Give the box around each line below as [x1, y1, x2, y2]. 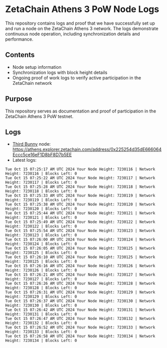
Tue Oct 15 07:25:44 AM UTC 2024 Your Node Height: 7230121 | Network [5, 211, 155, 216]
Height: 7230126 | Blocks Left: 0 [5, 268, 77, 273]
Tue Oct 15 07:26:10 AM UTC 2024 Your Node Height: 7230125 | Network [5, 255, 155, 260]
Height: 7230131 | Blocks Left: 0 [5, 312, 77, 317]
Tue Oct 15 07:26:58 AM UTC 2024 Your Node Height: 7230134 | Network [5, 334, 155, 339]
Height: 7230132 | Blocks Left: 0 [5, 320, 77, 326]
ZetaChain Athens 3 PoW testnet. [5, 113, 73, 119]
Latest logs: [12, 157, 36, 163]
